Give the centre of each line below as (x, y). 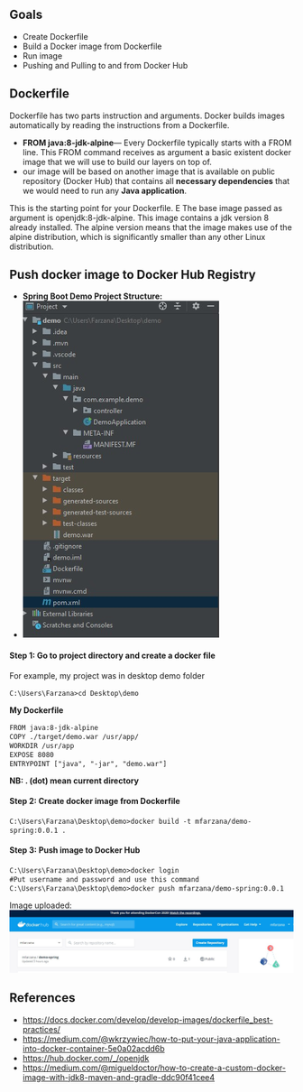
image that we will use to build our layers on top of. (117, 162)
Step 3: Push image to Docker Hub (75, 850)
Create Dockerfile (55, 36)
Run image (42, 56)
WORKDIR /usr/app (42, 745)
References (42, 998)
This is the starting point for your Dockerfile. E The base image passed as (146, 208)
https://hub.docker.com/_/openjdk (86, 1058)
